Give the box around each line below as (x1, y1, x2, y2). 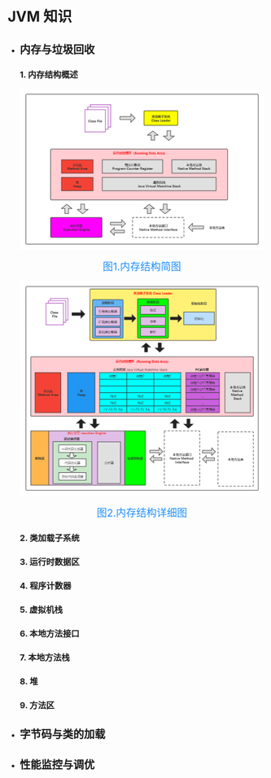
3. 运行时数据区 (19, 557, 81, 568)
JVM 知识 (7, 7, 72, 26)
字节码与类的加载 (19, 728, 106, 741)
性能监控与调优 (19, 758, 95, 771)
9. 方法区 (19, 699, 55, 710)
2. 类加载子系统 (19, 532, 81, 544)
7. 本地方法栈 (19, 652, 70, 663)
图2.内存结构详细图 (96, 506, 188, 520)
